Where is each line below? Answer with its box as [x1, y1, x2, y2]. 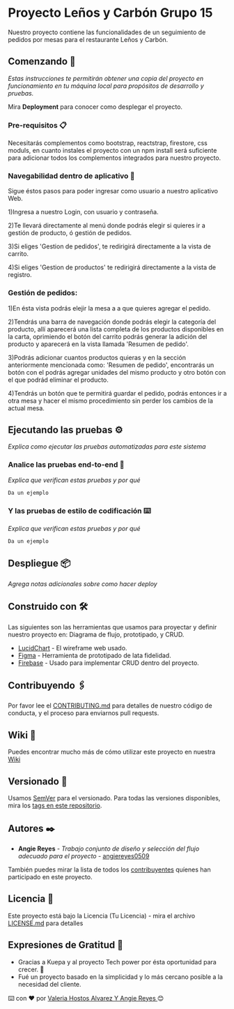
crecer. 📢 [17, 965, 45, 973]
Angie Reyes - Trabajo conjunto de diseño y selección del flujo [17, 844, 200, 853]
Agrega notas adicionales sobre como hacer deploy [8, 579, 157, 588]
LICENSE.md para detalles [8, 919, 84, 927]
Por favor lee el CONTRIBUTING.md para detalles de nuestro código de [8, 701, 212, 710]
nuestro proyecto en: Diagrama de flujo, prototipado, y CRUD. [8, 630, 185, 638]
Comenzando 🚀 [8, 56, 76, 68]
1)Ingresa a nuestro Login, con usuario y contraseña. [8, 208, 159, 216]
